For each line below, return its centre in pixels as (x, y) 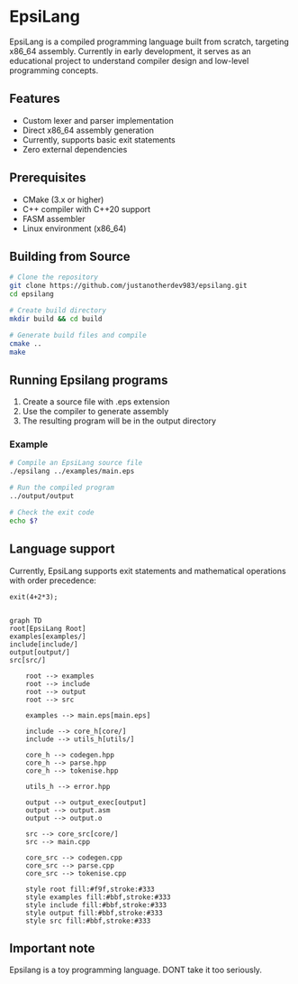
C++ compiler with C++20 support (86, 209)
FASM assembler (54, 218)
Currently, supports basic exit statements (99, 139)
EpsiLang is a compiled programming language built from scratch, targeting (149, 42)
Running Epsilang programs (89, 380)
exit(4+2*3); (34, 597)
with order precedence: (53, 580)
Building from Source (70, 256)
